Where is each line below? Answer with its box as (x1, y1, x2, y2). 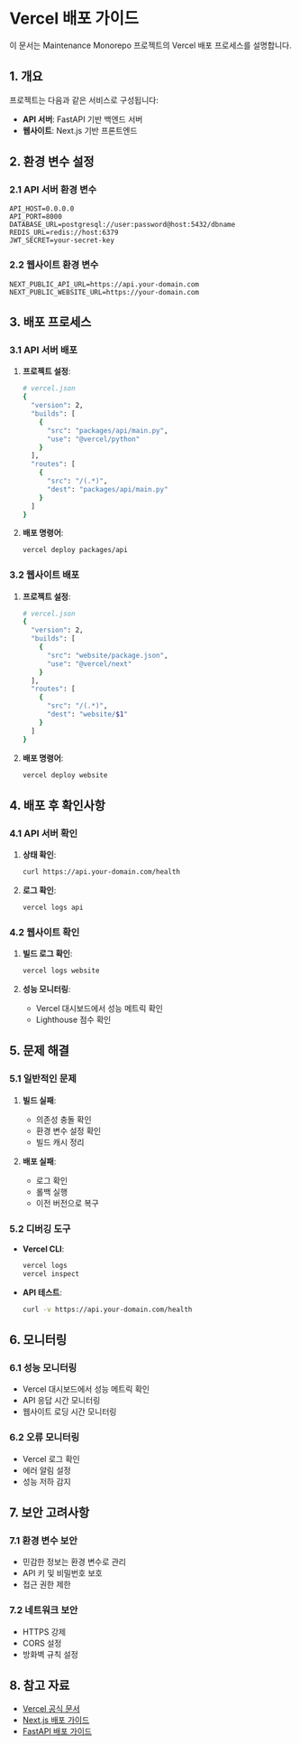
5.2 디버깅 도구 (9, 1222, 71, 1234)
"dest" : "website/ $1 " (46, 710, 128, 719)
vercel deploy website (22, 770, 108, 780)
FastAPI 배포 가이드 (22, 1726, 93, 1737)
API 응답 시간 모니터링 (22, 1395, 101, 1406)
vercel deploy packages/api (22, 546, 128, 555)
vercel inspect (22, 1269, 80, 1279)
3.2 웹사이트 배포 (9, 568, 80, 581)
